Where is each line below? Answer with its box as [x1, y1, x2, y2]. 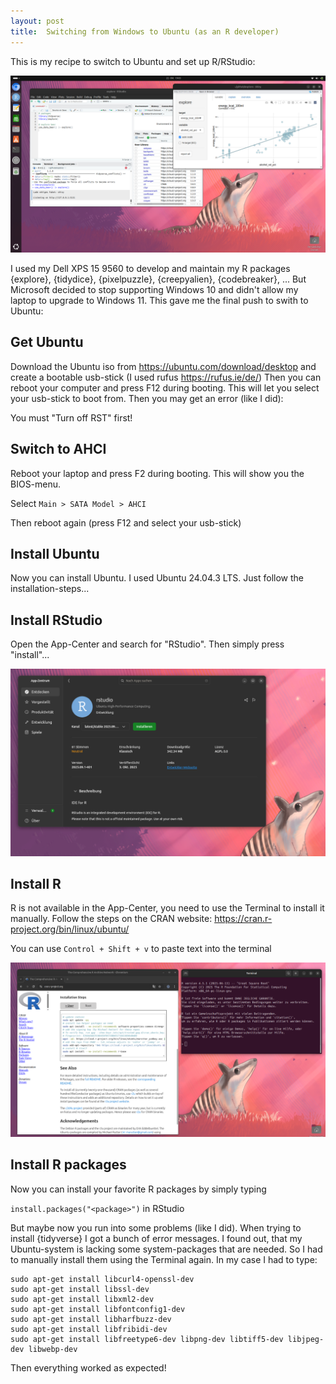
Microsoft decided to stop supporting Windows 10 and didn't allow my [10, 284, 299, 295]
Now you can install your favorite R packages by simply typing [10, 1183, 267, 1195]
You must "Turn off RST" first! [10, 411, 133, 424]
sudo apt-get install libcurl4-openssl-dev [10, 1274, 195, 1284]
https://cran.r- [214, 913, 273, 925]
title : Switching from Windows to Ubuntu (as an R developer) [10, 26, 280, 37]
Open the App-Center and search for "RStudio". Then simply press [10, 638, 285, 650]
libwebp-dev [28, 1344, 78, 1354]
